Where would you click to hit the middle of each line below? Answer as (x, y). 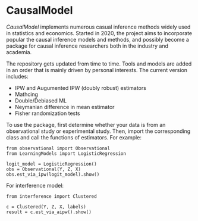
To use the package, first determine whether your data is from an (86, 124)
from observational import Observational (58, 148)
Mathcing (26, 94)
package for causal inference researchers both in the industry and (87, 46)
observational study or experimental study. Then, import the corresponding (98, 131)
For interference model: (35, 185)
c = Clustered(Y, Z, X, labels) (46, 207)
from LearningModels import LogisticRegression (66, 153)
